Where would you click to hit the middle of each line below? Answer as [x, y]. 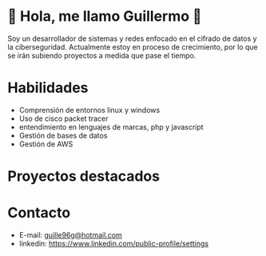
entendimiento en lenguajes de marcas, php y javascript [111, 126]
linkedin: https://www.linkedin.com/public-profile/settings [114, 244]
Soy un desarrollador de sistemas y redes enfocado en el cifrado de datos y [132, 38]
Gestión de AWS [46, 144]
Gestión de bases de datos [63, 135]
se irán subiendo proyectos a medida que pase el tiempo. [102, 55]
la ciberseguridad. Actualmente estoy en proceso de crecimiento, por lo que [133, 46]
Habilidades [48, 88]
